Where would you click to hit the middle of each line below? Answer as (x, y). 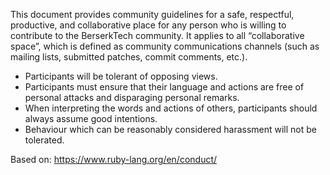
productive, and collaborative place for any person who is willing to (148, 25)
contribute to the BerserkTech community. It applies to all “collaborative (157, 35)
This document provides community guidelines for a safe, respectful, (152, 14)
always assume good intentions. (91, 118)
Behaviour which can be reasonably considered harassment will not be (171, 129)
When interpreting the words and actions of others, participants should (171, 108)
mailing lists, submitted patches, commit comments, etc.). (129, 57)
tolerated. (44, 140)
